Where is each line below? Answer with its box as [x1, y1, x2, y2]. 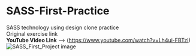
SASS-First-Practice [6, 4, 110, 18]
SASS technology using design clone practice [6, 24, 119, 31]
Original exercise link [6, 30, 58, 37]
